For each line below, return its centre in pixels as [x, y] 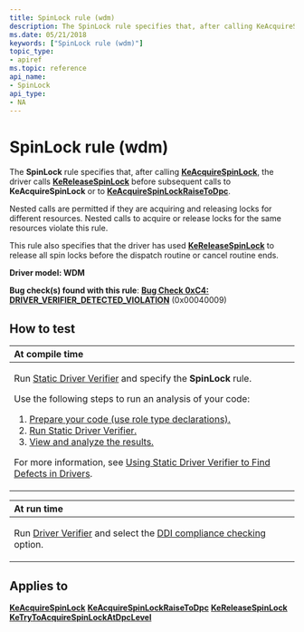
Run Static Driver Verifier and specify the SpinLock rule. [133, 379]
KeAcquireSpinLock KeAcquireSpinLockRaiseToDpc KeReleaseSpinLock [148, 608]
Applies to [39, 586]
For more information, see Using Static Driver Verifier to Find [142, 462]
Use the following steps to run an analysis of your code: [132, 399]
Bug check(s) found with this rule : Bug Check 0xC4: [109, 290]
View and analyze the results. [91, 442]
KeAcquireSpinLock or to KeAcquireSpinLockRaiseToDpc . [120, 191]
